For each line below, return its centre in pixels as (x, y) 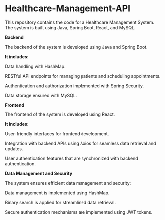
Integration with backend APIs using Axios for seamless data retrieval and (81, 143)
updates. (14, 149)
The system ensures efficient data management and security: (68, 183)
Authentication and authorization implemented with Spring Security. (75, 86)
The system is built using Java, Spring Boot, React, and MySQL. (70, 27)
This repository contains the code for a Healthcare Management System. (80, 22)
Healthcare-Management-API (68, 9)
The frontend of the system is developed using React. (60, 114)
